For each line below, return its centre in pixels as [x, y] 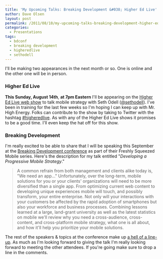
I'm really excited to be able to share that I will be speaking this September [79, 146]
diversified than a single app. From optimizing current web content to [86, 186]
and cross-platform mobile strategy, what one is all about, [92, 222]
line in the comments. [26, 252]
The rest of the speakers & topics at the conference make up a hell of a [76, 237]
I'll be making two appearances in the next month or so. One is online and [79, 69]
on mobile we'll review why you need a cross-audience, [73, 217]
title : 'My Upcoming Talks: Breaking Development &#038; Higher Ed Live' [81, 9]
